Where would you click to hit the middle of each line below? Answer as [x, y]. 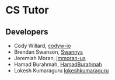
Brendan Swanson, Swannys [48, 52]
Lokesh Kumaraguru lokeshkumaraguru [61, 70]
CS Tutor [27, 10]
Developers [27, 32]
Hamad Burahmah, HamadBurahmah [58, 64]
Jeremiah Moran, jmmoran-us [50, 58]
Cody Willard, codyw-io [42, 46]
